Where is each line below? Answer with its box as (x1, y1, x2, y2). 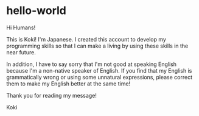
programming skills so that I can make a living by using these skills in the (6, 42, 189, 49)
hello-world (6, 4, 67, 18)
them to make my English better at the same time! (6, 80, 131, 87)
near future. (6, 48, 37, 56)
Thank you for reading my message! (6, 92, 97, 99)
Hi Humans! (6, 24, 36, 31)
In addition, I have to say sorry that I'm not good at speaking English (6, 60, 177, 68)
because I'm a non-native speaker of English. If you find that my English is (6, 67, 192, 74)
